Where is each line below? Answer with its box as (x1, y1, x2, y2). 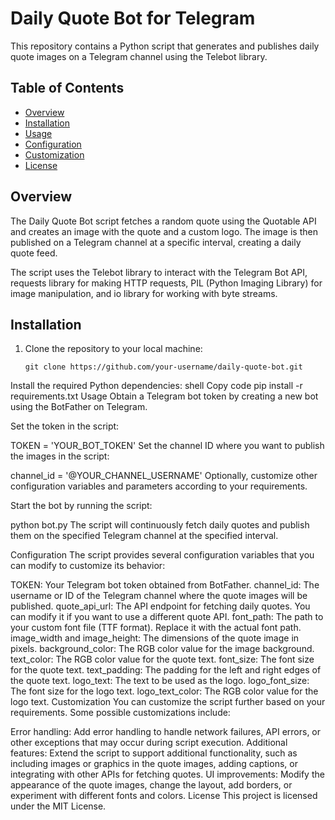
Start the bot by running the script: (10, 500, 153, 512)
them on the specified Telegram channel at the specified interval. (10, 530, 279, 542)
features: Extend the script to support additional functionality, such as (10, 747, 298, 759)
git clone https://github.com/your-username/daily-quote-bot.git (24, 362, 303, 372)
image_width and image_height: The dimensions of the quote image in (10, 632, 300, 644)
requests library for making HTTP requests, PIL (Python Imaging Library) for (10, 277, 323, 289)
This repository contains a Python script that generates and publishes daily (10, 40, 320, 52)
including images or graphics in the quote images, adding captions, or (10, 758, 298, 770)
